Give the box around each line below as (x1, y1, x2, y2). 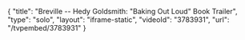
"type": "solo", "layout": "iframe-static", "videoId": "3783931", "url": (7, 15, 230, 24)
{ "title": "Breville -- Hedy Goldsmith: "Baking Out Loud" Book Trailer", (7, 7, 238, 16)
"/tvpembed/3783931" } (7, 24, 86, 32)
